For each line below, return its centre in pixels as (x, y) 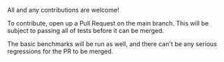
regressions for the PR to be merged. (60, 51)
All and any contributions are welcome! (64, 10)
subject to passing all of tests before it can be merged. (86, 31)
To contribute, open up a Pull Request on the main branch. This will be (108, 23)
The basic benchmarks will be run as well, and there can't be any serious (112, 44)
